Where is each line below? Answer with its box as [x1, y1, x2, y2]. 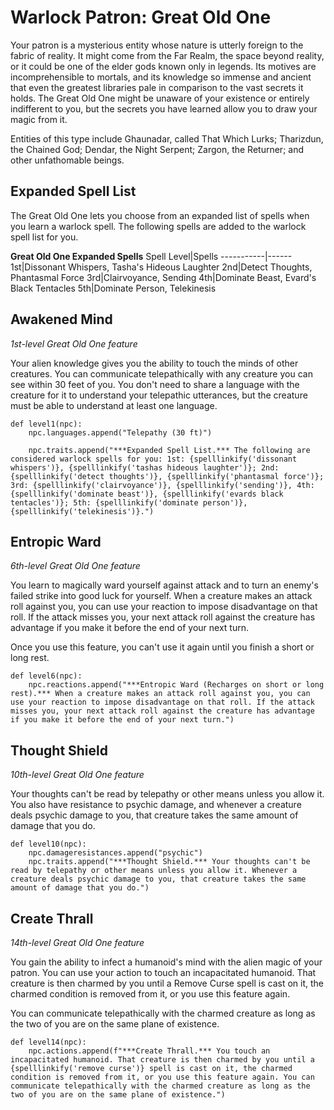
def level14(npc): [10, 1037, 87, 1047]
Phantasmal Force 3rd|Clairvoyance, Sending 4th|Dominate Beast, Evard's [10, 271, 317, 283]
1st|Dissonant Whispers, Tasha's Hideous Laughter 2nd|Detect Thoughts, [10, 261, 313, 273]
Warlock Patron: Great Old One [10, 6, 272, 29]
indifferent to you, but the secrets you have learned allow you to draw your [10, 102, 318, 115]
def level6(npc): [10, 671, 83, 681]
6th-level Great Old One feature [10, 560, 141, 572]
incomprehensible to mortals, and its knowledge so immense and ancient [10, 71, 312, 83]
